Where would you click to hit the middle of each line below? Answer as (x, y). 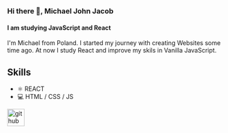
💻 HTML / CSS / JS (45, 96)
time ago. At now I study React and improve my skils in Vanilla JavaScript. (112, 51)
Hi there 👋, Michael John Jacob (60, 11)
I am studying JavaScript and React (59, 28)
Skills (19, 72)
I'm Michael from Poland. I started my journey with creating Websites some (114, 43)
